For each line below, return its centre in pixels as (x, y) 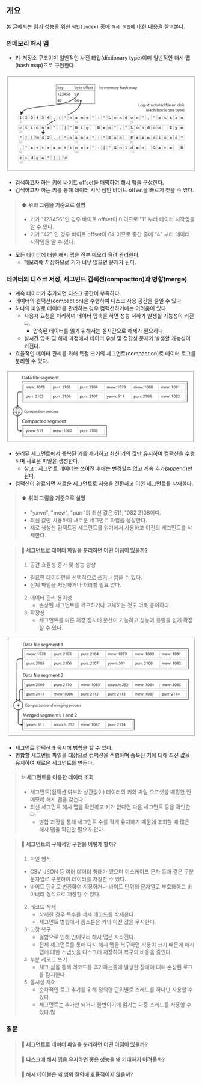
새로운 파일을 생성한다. (53, 461)
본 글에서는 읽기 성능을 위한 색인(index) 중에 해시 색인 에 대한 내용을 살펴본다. (96, 26)
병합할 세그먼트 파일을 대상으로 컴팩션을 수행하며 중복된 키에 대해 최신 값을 (103, 755)
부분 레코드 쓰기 (48, 959)
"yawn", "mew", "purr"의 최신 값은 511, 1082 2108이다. (96, 513)
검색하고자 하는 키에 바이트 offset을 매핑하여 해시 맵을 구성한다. (89, 182)
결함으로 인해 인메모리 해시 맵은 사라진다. (87, 937)
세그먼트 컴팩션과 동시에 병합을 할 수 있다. (64, 747)
